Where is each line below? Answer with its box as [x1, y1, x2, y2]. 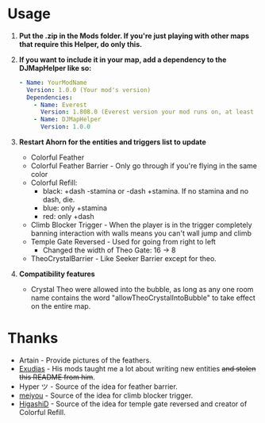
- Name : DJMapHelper [33, 116, 102, 124]
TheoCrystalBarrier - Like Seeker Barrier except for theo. [30, 254, 217, 263]
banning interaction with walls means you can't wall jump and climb [30, 229, 252, 238]
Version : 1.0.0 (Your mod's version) [26, 86, 152, 94]
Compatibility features [18, 269, 96, 279]
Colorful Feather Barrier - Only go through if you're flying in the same [30, 161, 258, 171]
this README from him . [18, 372, 96, 382]
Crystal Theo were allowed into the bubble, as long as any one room [30, 285, 254, 294]
